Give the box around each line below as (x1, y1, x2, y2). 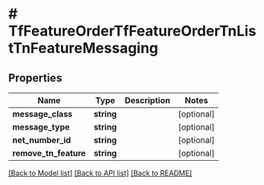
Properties (8, 71, 63, 84)
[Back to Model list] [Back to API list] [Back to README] (8, 168, 193, 178)
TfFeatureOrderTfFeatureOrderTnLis (8, 22, 257, 40)
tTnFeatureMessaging (8, 39, 159, 57)
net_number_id (12, 134, 71, 146)
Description (124, 95, 171, 105)
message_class (12, 109, 73, 119)
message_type (12, 121, 71, 133)
